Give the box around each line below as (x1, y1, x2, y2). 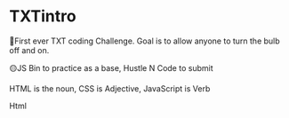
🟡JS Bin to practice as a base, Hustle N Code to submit (9, 62, 213, 73)
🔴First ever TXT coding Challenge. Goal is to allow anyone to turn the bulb (9, 35, 280, 46)
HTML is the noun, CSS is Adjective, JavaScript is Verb (9, 83, 211, 94)
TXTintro (9, 6, 77, 27)
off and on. (9, 44, 50, 55)
